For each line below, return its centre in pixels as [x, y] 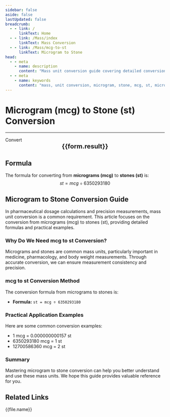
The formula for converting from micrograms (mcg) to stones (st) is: [77, 176]
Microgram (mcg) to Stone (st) [70, 110]
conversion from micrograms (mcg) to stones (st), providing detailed [77, 222]
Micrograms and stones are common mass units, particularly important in [81, 252]
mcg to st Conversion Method [42, 281]
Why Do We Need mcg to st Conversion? [56, 241]
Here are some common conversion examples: [54, 326]
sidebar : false [21, 10]
